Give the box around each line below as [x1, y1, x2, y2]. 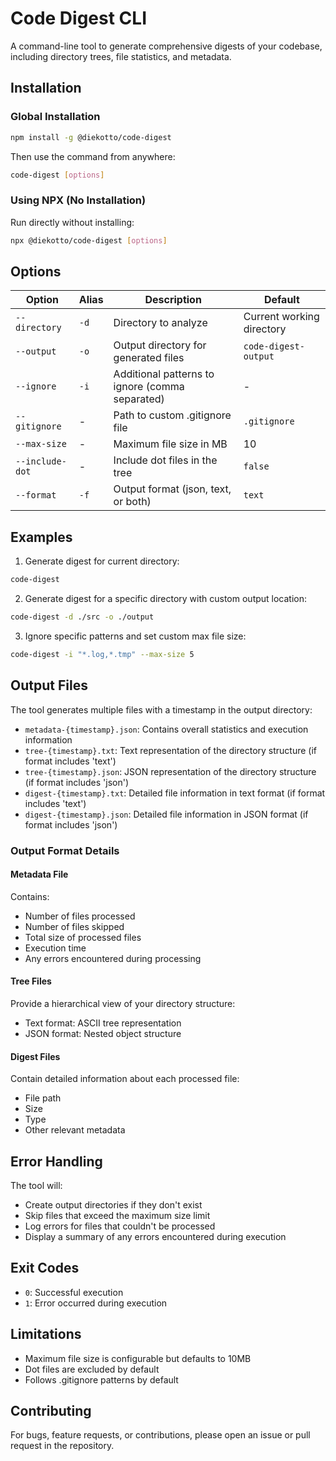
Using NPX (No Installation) [10, 193, 147, 207]
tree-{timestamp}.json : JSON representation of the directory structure [24, 765, 317, 777]
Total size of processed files [24, 931, 142, 943]
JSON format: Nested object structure [24, 1027, 182, 1039]
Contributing [10, 1402, 92, 1419]
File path [24, 1092, 62, 1104]
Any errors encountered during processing [24, 952, 202, 964]
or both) [113, 495, 152, 509]
